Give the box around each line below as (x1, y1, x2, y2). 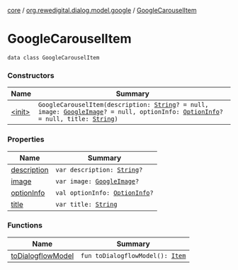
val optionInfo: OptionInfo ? (55, 189, 154, 197)
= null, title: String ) (38, 115, 118, 123)
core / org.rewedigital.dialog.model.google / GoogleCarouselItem (7, 6, 197, 14)
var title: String (55, 200, 118, 208)
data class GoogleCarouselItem (7, 54, 100, 61)
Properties (7, 135, 45, 145)
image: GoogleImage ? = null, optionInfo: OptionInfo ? (38, 108, 224, 116)
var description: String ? (55, 166, 143, 174)
